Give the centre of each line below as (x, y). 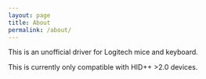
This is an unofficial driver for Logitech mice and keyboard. (103, 52)
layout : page (29, 15)
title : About (29, 23)
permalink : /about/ (40, 30)
